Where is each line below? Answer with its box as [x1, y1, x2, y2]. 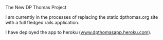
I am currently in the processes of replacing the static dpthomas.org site [5, 14, 158, 20]
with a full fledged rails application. [5, 20, 80, 25]
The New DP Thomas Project [5, 5, 67, 10]
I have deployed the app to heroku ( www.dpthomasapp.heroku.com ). [5, 29, 152, 35]
